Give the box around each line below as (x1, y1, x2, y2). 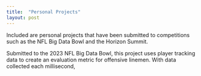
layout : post (6, 15, 40, 21)
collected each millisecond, (6, 62, 75, 70)
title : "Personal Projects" (6, 9, 81, 15)
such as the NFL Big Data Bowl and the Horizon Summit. (6, 38, 148, 45)
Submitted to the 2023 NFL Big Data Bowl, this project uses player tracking (6, 49, 195, 57)
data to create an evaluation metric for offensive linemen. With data (6, 56, 176, 63)
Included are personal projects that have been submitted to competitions (6, 31, 190, 38)
